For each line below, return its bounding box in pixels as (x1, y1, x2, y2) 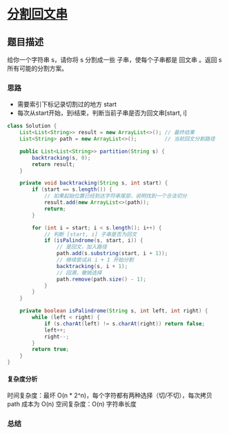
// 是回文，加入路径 (56, 243, 108, 251)
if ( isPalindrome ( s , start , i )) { (43, 237, 143, 244)
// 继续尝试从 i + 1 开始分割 (56, 256, 135, 263)
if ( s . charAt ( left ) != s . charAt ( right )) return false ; (43, 320, 206, 327)
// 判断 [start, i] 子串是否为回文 (43, 231, 137, 238)
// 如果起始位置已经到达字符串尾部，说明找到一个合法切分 (43, 193, 188, 200)
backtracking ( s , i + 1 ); (56, 263, 128, 270)
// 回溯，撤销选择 (56, 269, 102, 276)
